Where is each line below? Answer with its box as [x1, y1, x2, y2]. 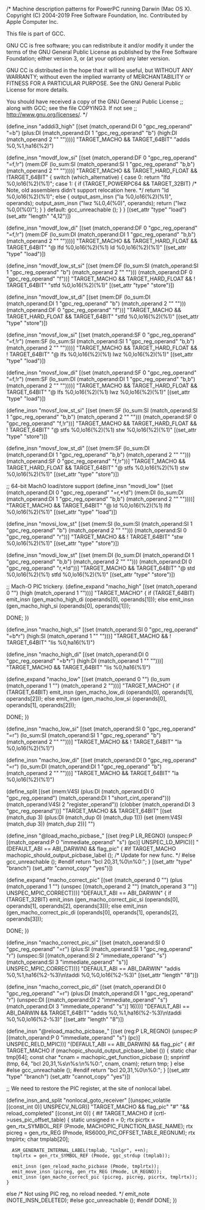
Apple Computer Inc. [6, 18, 59, 25]
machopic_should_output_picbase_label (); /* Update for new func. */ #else [6, 851, 196, 859]
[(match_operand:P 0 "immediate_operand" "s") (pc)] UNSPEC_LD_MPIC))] [6, 839, 195, 845]
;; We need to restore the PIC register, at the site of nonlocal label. [6, 1085, 172, 1092]
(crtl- [153, 1110, 167, 1117]
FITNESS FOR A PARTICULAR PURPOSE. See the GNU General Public [6, 79, 181, 87]
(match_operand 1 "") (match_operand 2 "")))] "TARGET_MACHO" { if [6, 682, 180, 689]
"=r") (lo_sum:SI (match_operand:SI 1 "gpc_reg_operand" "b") [6, 732, 161, 738]
